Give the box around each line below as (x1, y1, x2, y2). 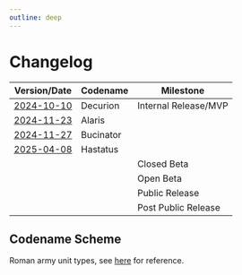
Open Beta (137, 172, 182, 185)
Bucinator (80, 128, 122, 141)
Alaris (80, 114, 106, 126)
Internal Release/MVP (137, 99, 229, 112)
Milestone (160, 84, 204, 97)
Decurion (80, 99, 120, 112)
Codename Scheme (9, 231, 122, 246)
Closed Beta (137, 158, 189, 170)
